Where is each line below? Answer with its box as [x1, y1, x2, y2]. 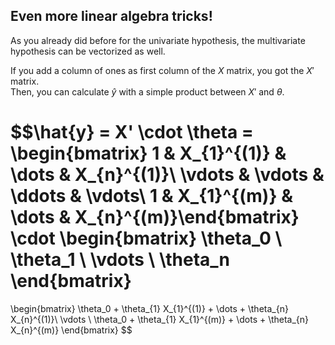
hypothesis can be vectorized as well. [10, 45, 166, 57]
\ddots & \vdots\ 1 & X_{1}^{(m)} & [10, 185, 293, 207]
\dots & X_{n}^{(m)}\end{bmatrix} [10, 206, 300, 228]
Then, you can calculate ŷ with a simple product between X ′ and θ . [10, 85, 285, 98]
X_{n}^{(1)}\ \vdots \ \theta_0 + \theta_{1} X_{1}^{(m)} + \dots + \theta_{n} [10, 313, 310, 325]
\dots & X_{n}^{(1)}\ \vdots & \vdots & [10, 164, 325, 186]
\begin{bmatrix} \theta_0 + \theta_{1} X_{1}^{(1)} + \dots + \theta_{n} [10, 302, 289, 314]
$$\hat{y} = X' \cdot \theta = [10, 121, 254, 143]
